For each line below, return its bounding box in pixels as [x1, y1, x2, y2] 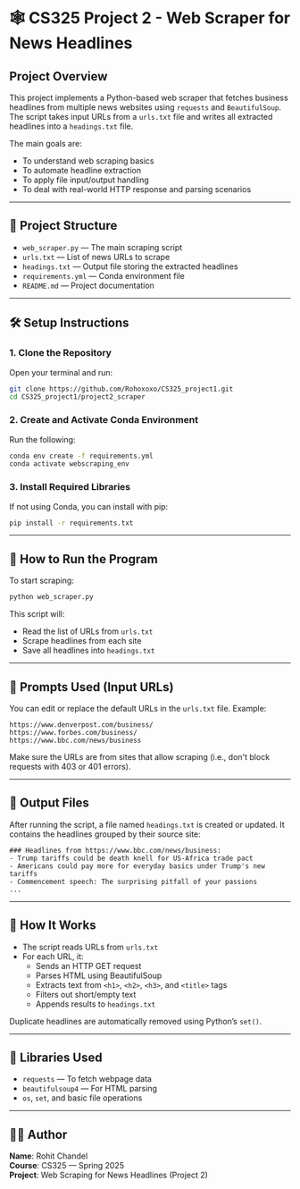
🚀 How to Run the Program [9, 552, 158, 567]
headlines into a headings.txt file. [9, 121, 134, 131]
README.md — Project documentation [21, 280, 154, 291]
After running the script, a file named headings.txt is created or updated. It [9, 819, 286, 830]
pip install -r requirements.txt [9, 519, 134, 527]
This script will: [9, 609, 65, 620]
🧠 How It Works [9, 918, 96, 933]
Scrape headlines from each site [21, 636, 142, 646]
